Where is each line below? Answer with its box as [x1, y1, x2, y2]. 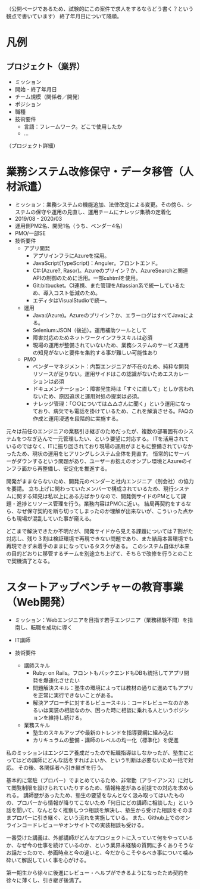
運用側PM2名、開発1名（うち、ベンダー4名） [14, 222, 126, 229]
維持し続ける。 [48, 714, 85, 721]
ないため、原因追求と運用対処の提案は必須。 [32, 393, 143, 400]
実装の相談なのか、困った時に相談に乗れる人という [48, 706, 174, 714]
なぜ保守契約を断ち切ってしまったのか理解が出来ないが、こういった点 [16, 507, 189, 514]
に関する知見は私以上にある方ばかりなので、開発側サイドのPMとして [11, 492, 181, 499]
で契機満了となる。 [6, 557, 54, 564]
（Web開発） [6, 595, 71, 609]
